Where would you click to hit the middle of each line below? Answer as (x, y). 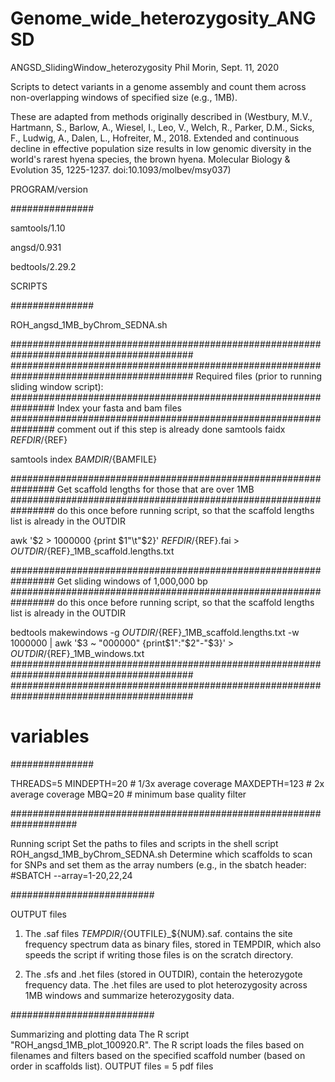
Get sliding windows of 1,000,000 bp (132, 581)
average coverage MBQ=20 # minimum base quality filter (128, 794)
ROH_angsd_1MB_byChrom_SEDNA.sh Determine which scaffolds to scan (161, 854)
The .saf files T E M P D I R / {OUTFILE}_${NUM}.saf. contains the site (158, 933)
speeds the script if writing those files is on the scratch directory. (159, 954)
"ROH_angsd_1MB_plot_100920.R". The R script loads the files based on (157, 1044)
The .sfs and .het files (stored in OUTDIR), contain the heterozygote (163, 974)
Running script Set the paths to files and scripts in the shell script (144, 843)
